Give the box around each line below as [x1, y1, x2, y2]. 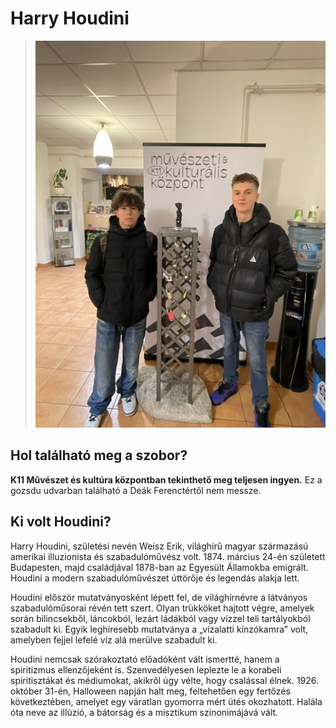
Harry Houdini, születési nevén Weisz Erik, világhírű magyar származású [10, 540, 309, 552]
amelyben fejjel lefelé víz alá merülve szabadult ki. [10, 633, 218, 646]
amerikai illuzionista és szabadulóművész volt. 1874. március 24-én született [10, 550, 326, 562]
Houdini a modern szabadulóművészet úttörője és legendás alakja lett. [10, 572, 300, 584]
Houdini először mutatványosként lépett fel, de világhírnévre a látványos [10, 591, 308, 603]
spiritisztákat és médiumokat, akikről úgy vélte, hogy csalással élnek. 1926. [10, 674, 320, 686]
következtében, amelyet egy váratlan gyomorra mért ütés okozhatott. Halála [10, 695, 323, 707]
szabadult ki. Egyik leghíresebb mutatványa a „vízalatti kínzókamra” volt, [10, 623, 309, 635]
